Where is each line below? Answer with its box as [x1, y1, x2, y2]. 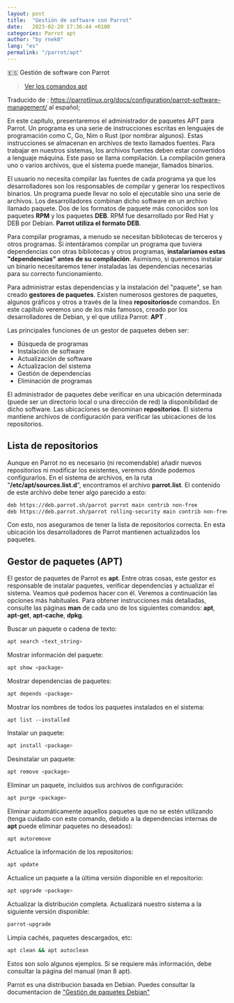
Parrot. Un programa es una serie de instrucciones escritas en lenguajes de [7, 123, 224, 132]
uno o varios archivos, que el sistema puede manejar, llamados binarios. [7, 161, 214, 169]
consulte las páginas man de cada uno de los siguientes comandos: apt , [7, 604, 215, 612]
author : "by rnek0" [7, 36, 64, 43]
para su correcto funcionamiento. [7, 269, 103, 277]
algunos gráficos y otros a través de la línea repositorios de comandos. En [7, 298, 220, 306]
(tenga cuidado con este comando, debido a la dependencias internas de [7, 814, 217, 822]
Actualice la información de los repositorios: [7, 848, 134, 856]
